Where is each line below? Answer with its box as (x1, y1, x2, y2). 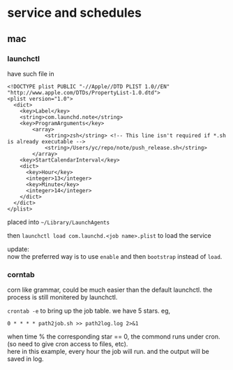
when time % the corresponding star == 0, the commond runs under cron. (7, 332, 220, 341)
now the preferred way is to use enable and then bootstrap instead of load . (7, 252, 223, 260)
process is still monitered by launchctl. (7, 293, 118, 301)
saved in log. (7, 355, 44, 363)
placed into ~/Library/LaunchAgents (7, 218, 110, 226)
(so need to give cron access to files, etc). (7, 340, 128, 348)
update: (7, 245, 29, 253)
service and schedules (7, 5, 142, 21)
